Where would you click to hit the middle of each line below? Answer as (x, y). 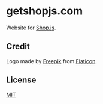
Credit (18, 47)
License (21, 80)
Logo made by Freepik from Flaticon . (51, 61)
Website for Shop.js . (31, 28)
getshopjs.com (45, 11)
